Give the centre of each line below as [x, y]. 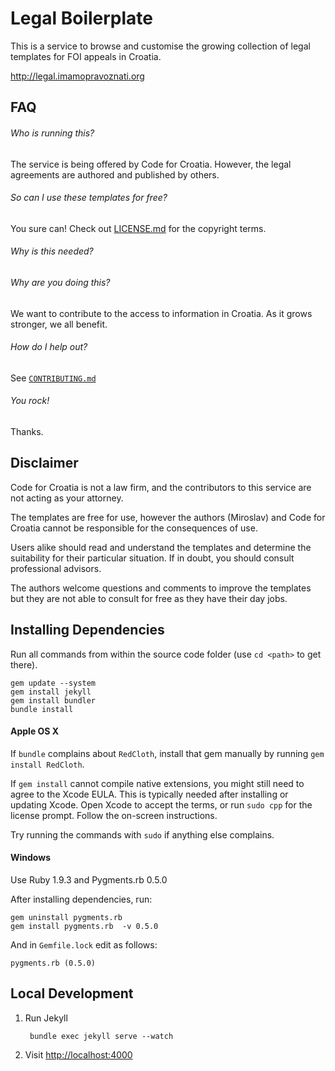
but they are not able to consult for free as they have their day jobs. [149, 598]
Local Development [72, 993]
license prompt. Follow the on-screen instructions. [114, 815]
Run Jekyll [46, 1018]
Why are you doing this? [60, 282]
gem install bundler [53, 700]
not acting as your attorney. [67, 498]
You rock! [30, 401]
